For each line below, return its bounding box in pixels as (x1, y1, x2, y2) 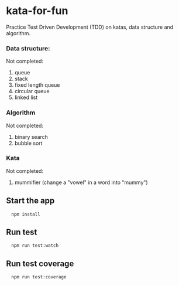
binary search (14, 133, 49, 140)
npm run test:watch (11, 243, 59, 248)
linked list (14, 94, 38, 101)
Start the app (6, 196, 55, 206)
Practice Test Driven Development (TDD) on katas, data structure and (6, 23, 174, 30)
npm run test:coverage (11, 274, 67, 280)
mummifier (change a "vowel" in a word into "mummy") (14, 179, 148, 186)
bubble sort (14, 139, 43, 147)
